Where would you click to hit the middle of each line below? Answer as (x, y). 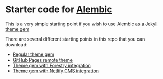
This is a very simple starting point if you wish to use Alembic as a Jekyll (81, 24)
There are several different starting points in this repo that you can (75, 39)
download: (16, 44)
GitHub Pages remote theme (43, 60)
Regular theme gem (33, 54)
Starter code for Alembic (59, 9)
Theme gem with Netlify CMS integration (55, 71)
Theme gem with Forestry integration (52, 65)
